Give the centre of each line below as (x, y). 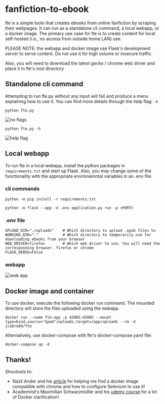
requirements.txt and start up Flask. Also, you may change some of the (78, 171)
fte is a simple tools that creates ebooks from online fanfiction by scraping (81, 23)
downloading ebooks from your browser (45, 239)
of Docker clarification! (36, 397)
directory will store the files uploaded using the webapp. (62, 308)
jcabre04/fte (19, 326)
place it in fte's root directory (35, 68)
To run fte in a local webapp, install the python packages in (65, 165)
